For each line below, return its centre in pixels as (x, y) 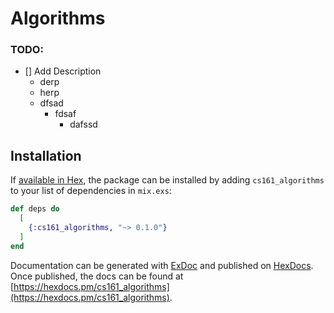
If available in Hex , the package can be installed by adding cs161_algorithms (167, 180)
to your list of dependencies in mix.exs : (91, 191)
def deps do (35, 209)
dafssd (83, 124)
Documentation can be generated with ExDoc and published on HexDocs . (162, 265)
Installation (46, 155)
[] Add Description (63, 71)
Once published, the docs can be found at (97, 276)
